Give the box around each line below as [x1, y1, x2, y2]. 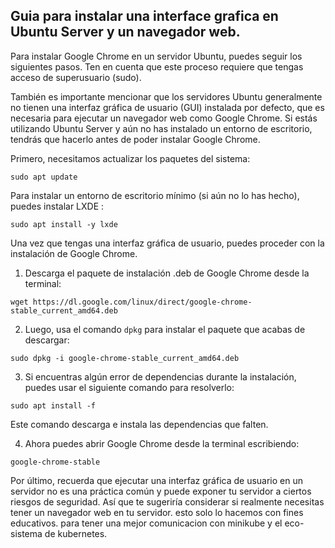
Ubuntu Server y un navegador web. [10, 24, 241, 41]
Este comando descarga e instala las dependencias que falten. [10, 418, 269, 430]
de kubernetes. [44, 527, 108, 539]
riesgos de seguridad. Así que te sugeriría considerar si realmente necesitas [10, 495, 325, 508]
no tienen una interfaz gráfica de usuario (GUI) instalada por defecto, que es [10, 101, 325, 113]
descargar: [24, 334, 70, 346]
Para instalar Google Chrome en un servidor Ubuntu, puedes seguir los [10, 50, 303, 62]
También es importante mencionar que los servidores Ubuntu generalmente [10, 90, 323, 103]
